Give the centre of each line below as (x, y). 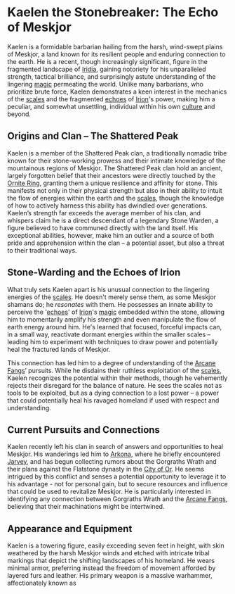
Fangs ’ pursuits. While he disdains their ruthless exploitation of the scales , (115, 370)
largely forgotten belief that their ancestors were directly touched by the (112, 175)
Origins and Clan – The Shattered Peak (93, 136)
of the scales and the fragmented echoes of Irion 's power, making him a (111, 99)
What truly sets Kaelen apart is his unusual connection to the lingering (109, 289)
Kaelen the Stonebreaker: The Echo (113, 12)
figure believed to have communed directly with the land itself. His (103, 228)
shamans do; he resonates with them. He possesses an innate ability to (110, 304)
